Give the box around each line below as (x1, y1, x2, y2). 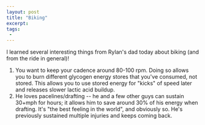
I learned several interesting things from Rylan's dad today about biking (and (6, 48, 199, 55)
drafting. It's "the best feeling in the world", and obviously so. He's (15, 105, 183, 113)
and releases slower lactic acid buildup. (15, 86, 115, 93)
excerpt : (6, 20, 29, 26)
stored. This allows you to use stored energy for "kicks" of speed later (15, 80, 193, 87)
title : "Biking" (6, 15, 48, 21)
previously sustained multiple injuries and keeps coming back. (15, 112, 173, 120)
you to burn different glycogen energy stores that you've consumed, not (15, 73, 198, 80)
